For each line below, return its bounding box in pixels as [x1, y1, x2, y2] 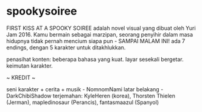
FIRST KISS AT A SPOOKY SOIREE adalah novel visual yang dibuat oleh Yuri [6, 24, 196, 32]
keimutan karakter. [6, 62, 53, 69]
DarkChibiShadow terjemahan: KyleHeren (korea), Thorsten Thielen [6, 92, 175, 99]
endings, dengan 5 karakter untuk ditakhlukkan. [6, 44, 126, 51]
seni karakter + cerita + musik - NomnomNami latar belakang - [6, 85, 164, 93]
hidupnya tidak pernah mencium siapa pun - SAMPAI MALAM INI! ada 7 [6, 37, 186, 44]
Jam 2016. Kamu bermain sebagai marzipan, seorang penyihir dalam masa [6, 30, 193, 38]
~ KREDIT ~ [6, 74, 36, 81]
